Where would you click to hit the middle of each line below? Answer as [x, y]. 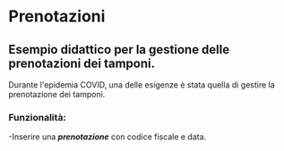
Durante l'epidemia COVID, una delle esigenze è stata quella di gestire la [142, 85]
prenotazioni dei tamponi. [82, 63]
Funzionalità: [37, 117]
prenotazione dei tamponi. [57, 94]
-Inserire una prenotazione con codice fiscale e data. [108, 137]
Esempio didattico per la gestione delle [119, 50]
